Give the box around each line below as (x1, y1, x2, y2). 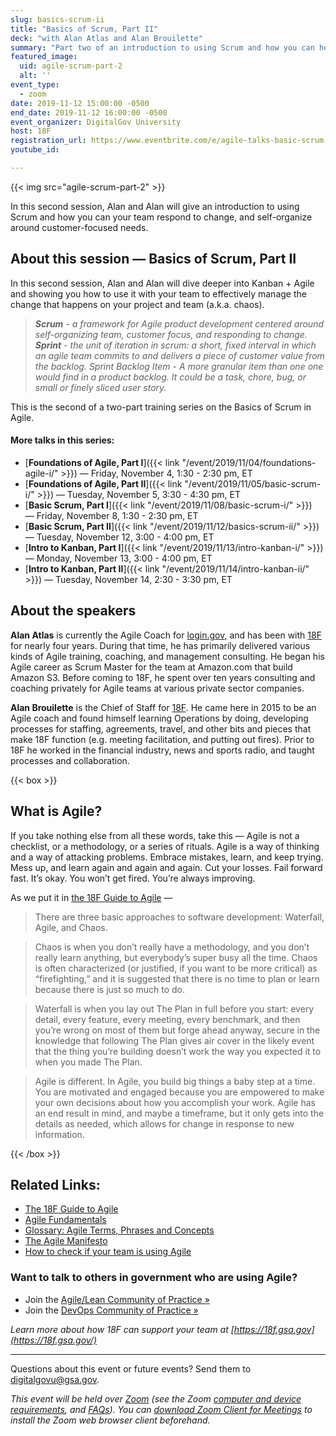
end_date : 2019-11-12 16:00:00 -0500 (10, 107, 168, 118)
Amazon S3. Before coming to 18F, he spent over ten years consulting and (10, 671, 316, 683)
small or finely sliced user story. (34, 381, 167, 393)
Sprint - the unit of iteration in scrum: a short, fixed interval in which (34, 339, 317, 351)
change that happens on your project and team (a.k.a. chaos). (10, 298, 265, 310)
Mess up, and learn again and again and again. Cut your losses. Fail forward (10, 861, 323, 873)
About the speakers (10, 602, 137, 620)
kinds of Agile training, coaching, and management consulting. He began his (10, 650, 325, 662)
